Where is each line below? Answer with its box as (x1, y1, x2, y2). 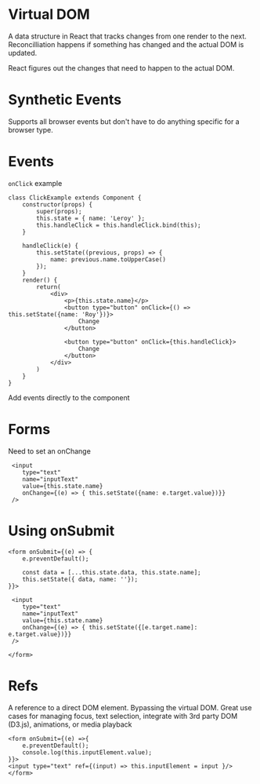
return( (36, 283, 61, 291)
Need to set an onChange (8, 446, 92, 456)
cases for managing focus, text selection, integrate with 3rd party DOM (8, 711, 238, 720)
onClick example (8, 178, 63, 188)
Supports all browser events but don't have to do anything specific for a (8, 116, 240, 126)
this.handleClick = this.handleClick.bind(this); (36, 221, 201, 229)
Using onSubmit (8, 522, 115, 539)
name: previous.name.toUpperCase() (49, 255, 167, 264)
